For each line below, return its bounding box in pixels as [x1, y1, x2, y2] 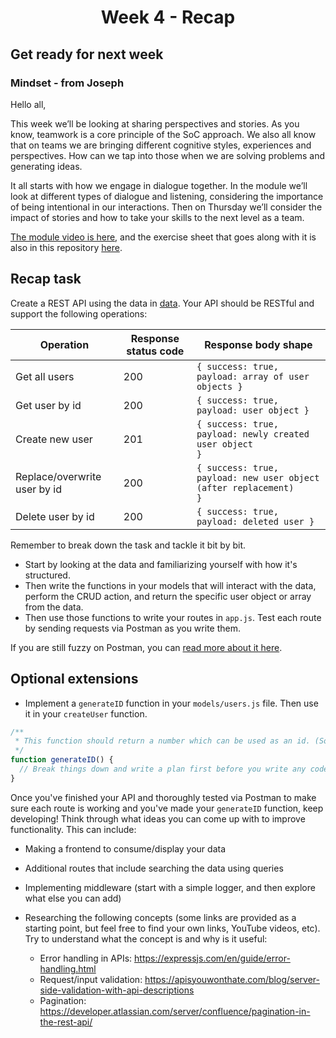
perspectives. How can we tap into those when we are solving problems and [10, 149, 325, 161]
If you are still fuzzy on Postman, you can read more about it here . [10, 641, 283, 653]
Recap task [10, 271, 82, 288]
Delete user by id [15, 509, 95, 523]
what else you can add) [24, 892, 122, 904]
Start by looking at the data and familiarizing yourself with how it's [24, 558, 298, 570]
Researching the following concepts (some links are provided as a [24, 911, 297, 923]
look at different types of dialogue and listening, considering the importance [10, 190, 324, 202]
